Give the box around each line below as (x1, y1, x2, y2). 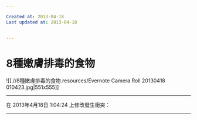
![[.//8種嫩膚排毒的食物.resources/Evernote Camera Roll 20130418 (6, 77, 165, 84)
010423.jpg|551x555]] (6, 84, 59, 91)
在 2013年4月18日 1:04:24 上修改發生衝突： (6, 101, 110, 109)
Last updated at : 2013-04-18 (6, 19, 77, 25)
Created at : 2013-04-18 (6, 14, 64, 19)
